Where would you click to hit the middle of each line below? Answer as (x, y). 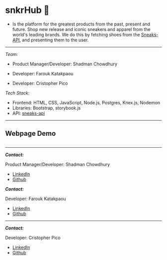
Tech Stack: (17, 93)
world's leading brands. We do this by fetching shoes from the (76, 34)
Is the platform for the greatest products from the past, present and (81, 24)
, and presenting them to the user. (54, 40)
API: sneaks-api (29, 113)
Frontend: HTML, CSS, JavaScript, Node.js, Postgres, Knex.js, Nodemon (86, 102)
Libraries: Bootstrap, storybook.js (46, 108)
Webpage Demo (31, 133)
